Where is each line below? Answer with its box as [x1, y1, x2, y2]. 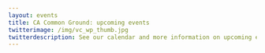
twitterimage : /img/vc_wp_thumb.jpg [8, 26, 129, 34]
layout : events [8, 11, 58, 19]
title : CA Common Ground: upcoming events [8, 19, 150, 26]
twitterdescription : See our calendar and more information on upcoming [8, 33, 252, 41]
